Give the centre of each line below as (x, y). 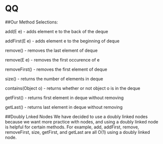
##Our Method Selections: (32, 22)
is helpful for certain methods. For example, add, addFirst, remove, (72, 127)
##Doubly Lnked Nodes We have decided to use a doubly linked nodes (76, 116)
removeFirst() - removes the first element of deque (56, 69)
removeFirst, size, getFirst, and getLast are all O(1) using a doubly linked (78, 132)
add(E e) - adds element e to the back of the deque (57, 31)
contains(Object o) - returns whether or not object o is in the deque (73, 88)
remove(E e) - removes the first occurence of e (52, 60)
